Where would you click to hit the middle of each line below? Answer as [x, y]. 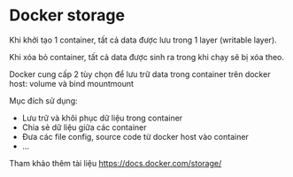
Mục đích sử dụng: [43, 100]
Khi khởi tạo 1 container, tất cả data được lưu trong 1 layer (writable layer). [143, 40]
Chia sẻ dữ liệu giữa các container [84, 127]
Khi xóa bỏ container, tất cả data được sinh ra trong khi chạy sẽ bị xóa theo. [147, 57]
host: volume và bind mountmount [72, 83]
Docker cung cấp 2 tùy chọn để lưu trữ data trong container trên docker [140, 74]
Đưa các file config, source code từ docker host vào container [135, 136]
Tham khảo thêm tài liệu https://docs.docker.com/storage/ [116, 163]
